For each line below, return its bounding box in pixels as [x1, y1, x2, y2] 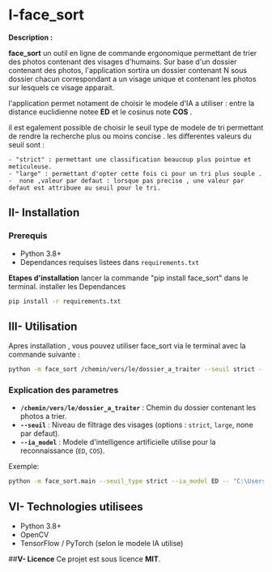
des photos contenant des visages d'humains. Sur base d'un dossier [8, 57, 237, 66]
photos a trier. [19, 412, 67, 421]
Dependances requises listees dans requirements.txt [19, 257, 200, 267]
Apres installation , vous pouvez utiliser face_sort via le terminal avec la [8, 341, 246, 351]
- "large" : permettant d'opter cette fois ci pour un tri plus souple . [8, 169, 263, 177]
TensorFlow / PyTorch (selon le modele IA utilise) [19, 539, 184, 549]
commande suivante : [8, 350, 81, 360]
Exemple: [8, 462, 40, 472]
